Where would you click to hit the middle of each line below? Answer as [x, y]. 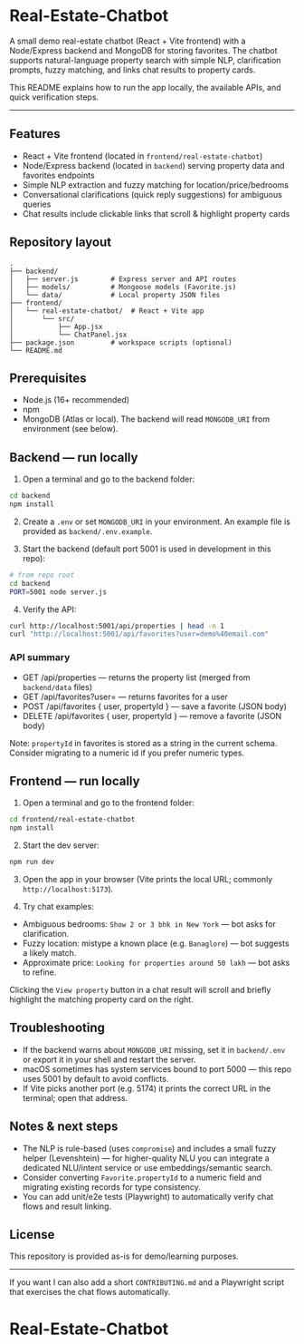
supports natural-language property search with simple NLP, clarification [145, 60]
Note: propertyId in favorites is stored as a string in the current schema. [143, 743]
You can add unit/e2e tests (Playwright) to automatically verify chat [148, 1196]
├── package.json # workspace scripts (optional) [121, 342]
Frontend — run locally [75, 781]
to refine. [39, 972]
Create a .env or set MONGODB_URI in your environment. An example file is [157, 521]
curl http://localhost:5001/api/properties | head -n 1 [117, 626]
